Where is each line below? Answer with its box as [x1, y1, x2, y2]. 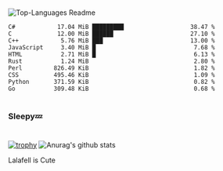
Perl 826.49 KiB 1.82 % [8, 64, 215, 72]
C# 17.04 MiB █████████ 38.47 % [8, 24, 215, 31]
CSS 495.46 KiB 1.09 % [8, 71, 215, 79]
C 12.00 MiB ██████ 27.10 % [8, 30, 215, 38]
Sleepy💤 [8, 111, 43, 122]
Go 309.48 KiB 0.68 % [8, 85, 215, 93]
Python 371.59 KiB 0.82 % [8, 78, 215, 86]
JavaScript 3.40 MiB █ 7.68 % [8, 44, 215, 52]
